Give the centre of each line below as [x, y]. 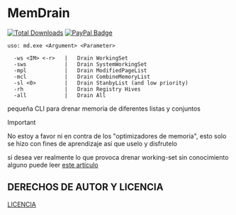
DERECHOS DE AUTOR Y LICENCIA [85, 187]
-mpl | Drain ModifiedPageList [80, 70]
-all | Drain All [60, 95]
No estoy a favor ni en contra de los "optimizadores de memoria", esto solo [117, 136]
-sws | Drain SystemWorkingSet [80, 64]
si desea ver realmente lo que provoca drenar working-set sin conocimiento [118, 157]
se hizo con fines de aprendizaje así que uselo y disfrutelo [92, 143]
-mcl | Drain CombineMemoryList [82, 77]
